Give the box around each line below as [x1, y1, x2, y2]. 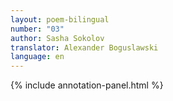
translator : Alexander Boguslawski [10, 42, 159, 53]
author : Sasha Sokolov [10, 33, 105, 43]
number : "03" [10, 24, 65, 34]
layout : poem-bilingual [10, 14, 110, 25]
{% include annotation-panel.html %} [10, 79, 164, 91]
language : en [10, 52, 65, 62]
